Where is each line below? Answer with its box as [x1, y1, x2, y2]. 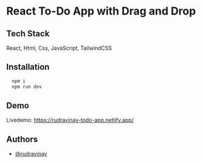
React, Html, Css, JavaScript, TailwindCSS [6, 44, 112, 52]
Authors [6, 134, 38, 144]
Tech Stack [6, 28, 50, 39]
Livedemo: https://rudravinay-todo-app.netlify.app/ [6, 116, 134, 124]
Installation [6, 62, 50, 72]
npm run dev [12, 84, 42, 90]
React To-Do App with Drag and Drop [6, 4, 196, 18]
